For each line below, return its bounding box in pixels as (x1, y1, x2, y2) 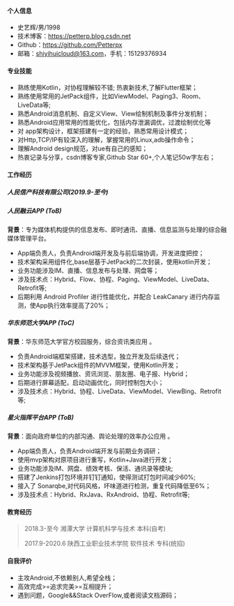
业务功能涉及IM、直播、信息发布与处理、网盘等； (17, 266, 159, 275)
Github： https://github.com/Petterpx (17, 40, 123, 49)
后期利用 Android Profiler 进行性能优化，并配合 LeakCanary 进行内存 (17, 293, 214, 301)
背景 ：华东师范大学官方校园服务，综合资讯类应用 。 (7, 338, 155, 346)
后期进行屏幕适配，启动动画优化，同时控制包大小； (17, 379, 164, 387)
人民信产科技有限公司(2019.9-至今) (7, 188, 109, 196)
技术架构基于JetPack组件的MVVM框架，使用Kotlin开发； (17, 361, 180, 370)
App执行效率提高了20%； (36, 301, 110, 310)
